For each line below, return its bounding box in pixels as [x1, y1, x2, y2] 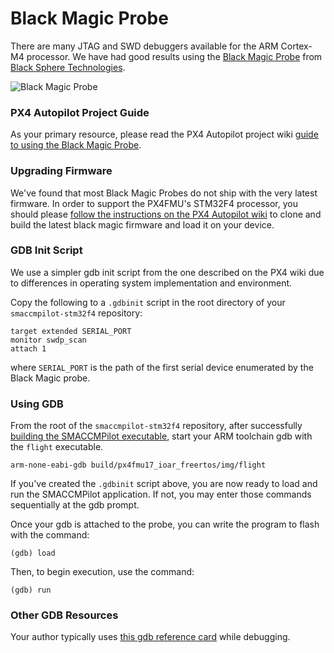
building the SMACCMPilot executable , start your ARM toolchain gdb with [10, 430, 313, 442]
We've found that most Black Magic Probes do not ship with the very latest [10, 187, 318, 199]
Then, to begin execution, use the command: [10, 566, 195, 578]
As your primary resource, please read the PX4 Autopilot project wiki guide [10, 128, 319, 141]
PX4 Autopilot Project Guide [10, 105, 150, 119]
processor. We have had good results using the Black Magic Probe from [26, 50, 323, 62]
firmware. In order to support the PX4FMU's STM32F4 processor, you [10, 197, 298, 209]
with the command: [10, 529, 90, 541]
